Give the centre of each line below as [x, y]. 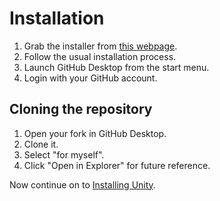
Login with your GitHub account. [90, 78]
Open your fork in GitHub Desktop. [95, 133]
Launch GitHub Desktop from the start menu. [116, 67]
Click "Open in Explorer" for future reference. [117, 165]
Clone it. [41, 144]
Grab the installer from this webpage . [100, 46]
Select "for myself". [64, 154]
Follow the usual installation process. [100, 56]
